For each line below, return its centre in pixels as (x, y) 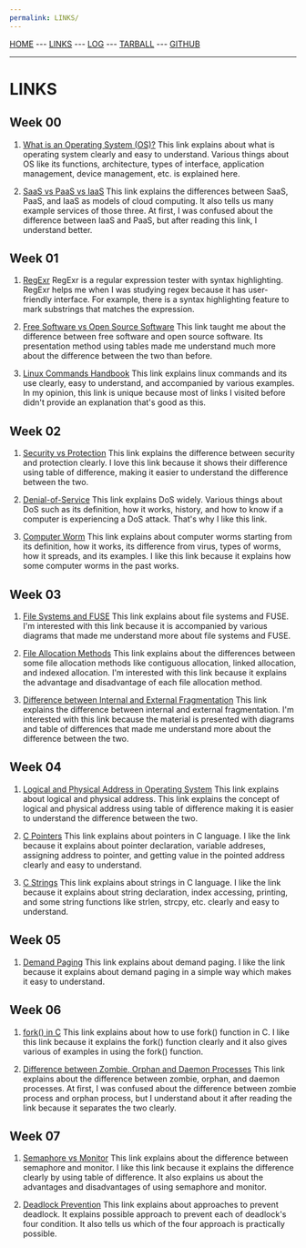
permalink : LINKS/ (44, 18)
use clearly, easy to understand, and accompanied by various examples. (158, 383)
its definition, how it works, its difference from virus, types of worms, (152, 546)
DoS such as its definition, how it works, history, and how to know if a (153, 510)
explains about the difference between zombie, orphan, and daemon (151, 1079)
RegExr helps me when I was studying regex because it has (134, 290)
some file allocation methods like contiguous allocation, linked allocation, (159, 663)
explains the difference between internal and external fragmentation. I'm (158, 710)
